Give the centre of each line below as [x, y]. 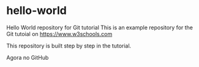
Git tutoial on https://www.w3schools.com [59, 33]
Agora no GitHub [28, 57]
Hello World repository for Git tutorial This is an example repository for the [100, 27]
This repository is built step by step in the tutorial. [69, 46]
